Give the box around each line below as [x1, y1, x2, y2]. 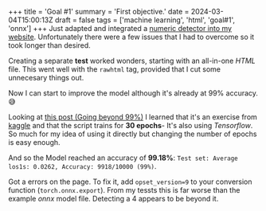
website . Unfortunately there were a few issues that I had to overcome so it [8, 32, 255, 41]
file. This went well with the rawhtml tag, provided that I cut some [8, 64, 221, 74]
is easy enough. [8, 138, 61, 147]
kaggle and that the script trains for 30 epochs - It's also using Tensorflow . [8, 121, 253, 130]
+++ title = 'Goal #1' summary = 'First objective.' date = [8, 7, 190, 16]
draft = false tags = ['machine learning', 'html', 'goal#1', [54, 15, 235, 25]
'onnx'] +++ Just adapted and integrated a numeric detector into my [8, 24, 233, 33]
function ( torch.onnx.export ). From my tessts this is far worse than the [8, 186, 241, 194]
